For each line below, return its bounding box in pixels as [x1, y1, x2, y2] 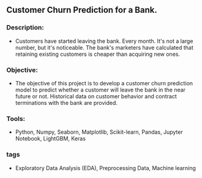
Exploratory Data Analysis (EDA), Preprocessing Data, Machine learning [15, 164, 196, 171]
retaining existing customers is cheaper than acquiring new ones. [15, 50, 181, 58]
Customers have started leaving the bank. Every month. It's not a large [15, 37, 193, 45]
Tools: [6, 114, 26, 123]
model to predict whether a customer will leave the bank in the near [15, 86, 185, 93]
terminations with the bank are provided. [15, 99, 118, 106]
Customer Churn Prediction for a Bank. [6, 5, 157, 15]
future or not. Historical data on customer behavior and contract [15, 92, 177, 100]
